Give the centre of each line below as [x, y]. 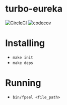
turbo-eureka [34, 9]
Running [23, 83]
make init [23, 58]
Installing [25, 43]
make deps [23, 63]
